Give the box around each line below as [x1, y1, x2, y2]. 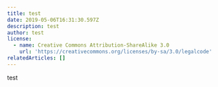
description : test [7, 23, 59, 29]
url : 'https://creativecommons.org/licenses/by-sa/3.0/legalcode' [19, 49, 213, 55]
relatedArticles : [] [7, 55, 66, 62]
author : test [7, 29, 44, 36]
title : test [7, 10, 41, 17]
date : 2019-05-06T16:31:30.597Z [7, 16, 99, 23]
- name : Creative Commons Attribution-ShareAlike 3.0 [13, 42, 169, 49]
